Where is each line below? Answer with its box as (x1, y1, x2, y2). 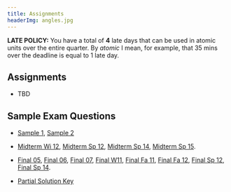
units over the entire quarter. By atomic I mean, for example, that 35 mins (7, 43, 218, 52)
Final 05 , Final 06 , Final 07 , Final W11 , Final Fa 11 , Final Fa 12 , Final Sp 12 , (17, 156, 225, 165)
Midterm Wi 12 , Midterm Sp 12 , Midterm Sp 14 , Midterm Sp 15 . (17, 142, 196, 151)
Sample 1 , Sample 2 (17, 129, 75, 137)
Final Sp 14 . (17, 163, 51, 172)
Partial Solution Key (17, 177, 74, 186)
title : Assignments (7, 10, 64, 18)
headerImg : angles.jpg (7, 17, 73, 24)
